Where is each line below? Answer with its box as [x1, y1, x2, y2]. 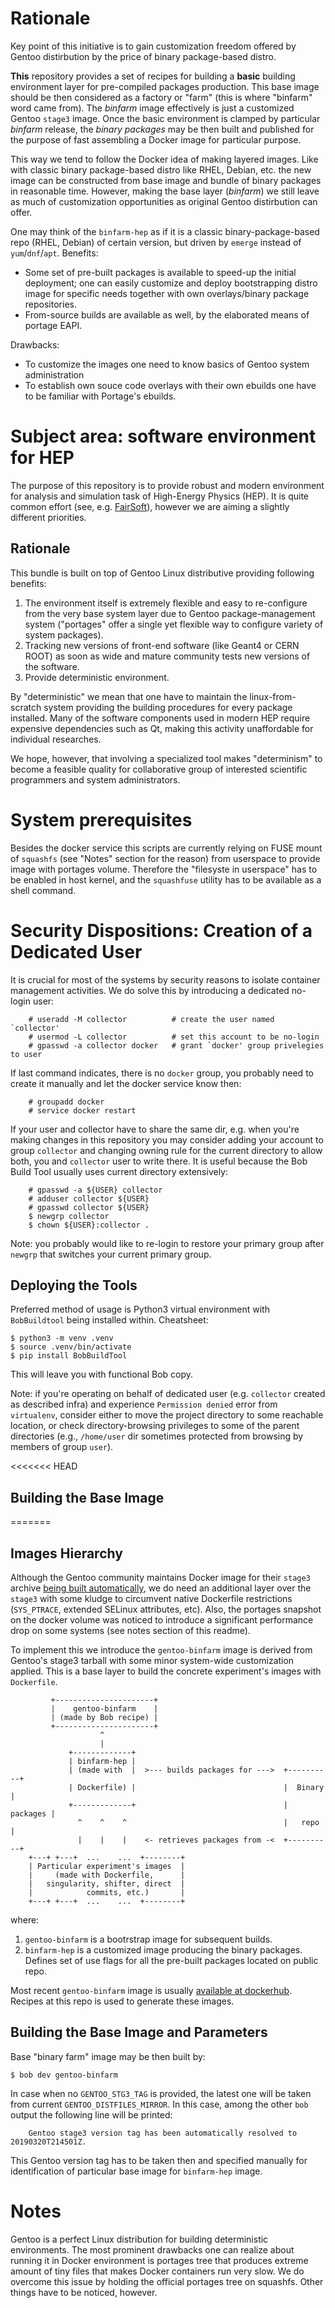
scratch [10, 701, 42, 713]
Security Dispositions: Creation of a [10, 919, 313, 942]
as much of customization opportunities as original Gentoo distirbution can [10, 195, 318, 207]
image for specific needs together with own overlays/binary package [24, 287, 310, 299]
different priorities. [10, 511, 87, 523]
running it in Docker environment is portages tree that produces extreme [10, 2254, 309, 2266]
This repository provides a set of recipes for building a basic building [10, 70, 296, 82]
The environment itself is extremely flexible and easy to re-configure [24, 597, 308, 609]
